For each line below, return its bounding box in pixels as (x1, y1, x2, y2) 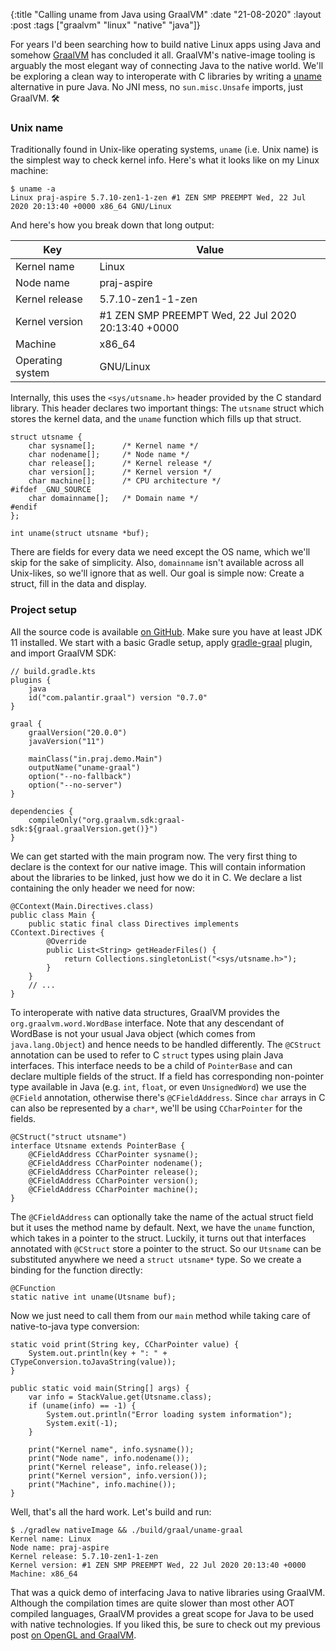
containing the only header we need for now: (10, 882, 195, 894)
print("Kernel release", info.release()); (28, 1462, 208, 1472)
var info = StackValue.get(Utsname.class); (28, 1392, 213, 1402)
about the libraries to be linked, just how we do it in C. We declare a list (10, 871, 303, 883)
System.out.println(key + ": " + (28, 1348, 168, 1358)
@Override (46, 936, 87, 946)
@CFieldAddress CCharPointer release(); (28, 1167, 199, 1177)
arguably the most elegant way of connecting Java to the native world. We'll (10, 60, 324, 71)
